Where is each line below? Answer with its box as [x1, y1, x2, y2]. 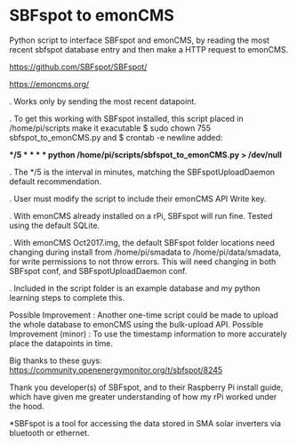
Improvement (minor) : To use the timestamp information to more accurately [9, 328, 287, 339]
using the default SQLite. [9, 220, 100, 231]
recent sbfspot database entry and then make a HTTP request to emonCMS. [9, 44, 289, 54]
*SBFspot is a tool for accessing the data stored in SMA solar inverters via [9, 417, 282, 428]
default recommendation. [9, 175, 102, 187]
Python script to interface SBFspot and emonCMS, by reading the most [9, 35, 269, 45]
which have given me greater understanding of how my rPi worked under [9, 391, 277, 401]
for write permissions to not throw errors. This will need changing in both [9, 255, 277, 267]
